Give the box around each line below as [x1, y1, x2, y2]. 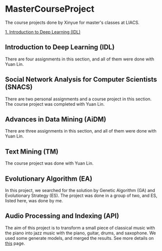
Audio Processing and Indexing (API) [5, 212, 120, 220]
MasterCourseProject [5, 3, 95, 15]
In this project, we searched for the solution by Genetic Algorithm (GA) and [5, 188, 155, 193]
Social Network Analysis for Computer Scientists [5, 76, 157, 84]
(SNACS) [5, 83, 33, 91]
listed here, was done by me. [5, 198, 63, 203]
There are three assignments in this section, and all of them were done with [5, 128, 157, 134]
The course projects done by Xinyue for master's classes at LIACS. [5, 19, 140, 25]
